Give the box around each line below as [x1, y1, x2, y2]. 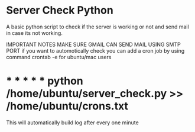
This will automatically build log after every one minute [6, 119, 139, 126]
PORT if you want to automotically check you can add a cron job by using [6, 47, 185, 54]
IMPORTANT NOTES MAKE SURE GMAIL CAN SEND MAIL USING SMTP [6, 41, 181, 48]
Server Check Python [6, 4, 113, 17]
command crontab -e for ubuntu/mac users [6, 53, 112, 60]
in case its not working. [6, 29, 63, 36]
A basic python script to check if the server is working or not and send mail [6, 23, 189, 30]
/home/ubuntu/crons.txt [6, 99, 129, 113]
